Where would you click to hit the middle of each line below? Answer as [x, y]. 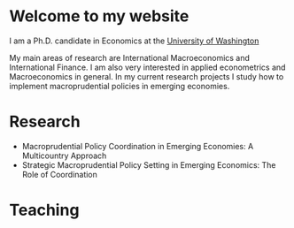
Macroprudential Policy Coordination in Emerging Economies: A [138, 146]
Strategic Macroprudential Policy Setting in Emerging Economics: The [149, 164]
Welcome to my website [99, 16]
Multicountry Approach [64, 156]
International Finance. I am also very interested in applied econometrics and [147, 67]
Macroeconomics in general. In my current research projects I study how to [147, 76]
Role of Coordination [59, 174]
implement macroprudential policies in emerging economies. [120, 86]
